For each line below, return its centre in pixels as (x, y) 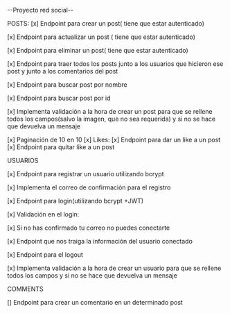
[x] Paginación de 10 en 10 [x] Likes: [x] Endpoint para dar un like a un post (114, 139)
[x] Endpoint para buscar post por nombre (68, 85)
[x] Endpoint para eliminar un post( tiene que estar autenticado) (98, 50)
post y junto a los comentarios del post (63, 71)
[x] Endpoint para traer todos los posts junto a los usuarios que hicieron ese (115, 64)
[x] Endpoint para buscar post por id (59, 98)
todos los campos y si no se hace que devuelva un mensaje (92, 276)
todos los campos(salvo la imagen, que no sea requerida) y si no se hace (112, 119)
